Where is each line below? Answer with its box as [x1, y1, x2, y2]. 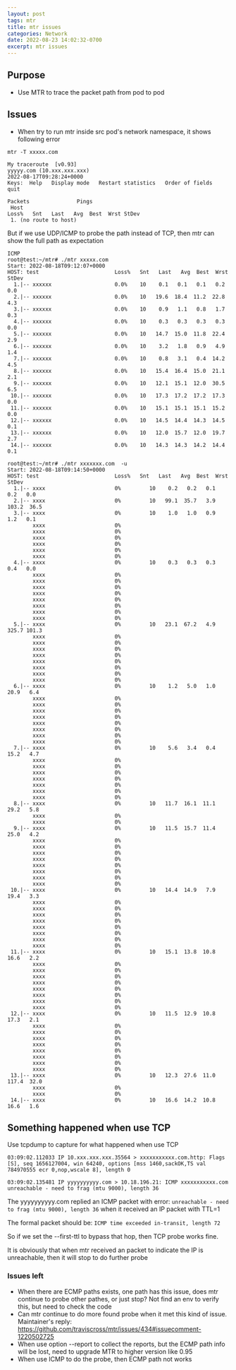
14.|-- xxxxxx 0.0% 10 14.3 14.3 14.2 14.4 [10, 441, 225, 448]
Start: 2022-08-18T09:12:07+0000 [7, 262, 106, 269]
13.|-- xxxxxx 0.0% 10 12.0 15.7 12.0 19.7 [10, 429, 225, 436]
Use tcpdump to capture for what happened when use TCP [7, 1140, 179, 1149]
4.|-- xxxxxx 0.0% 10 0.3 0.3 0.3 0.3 [13, 318, 225, 325]
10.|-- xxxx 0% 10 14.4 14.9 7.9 [10, 886, 216, 893]
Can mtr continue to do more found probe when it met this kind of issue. [17, 1309, 228, 1318]
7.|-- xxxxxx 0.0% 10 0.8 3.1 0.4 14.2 [13, 355, 225, 362]
